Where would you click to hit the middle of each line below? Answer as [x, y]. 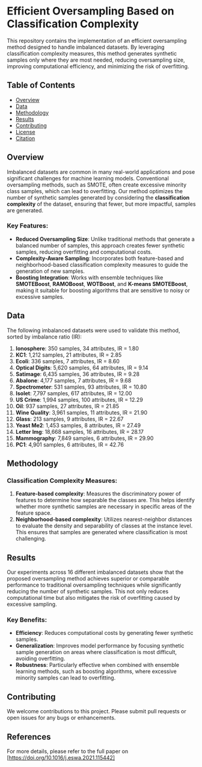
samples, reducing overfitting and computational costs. [84, 252]
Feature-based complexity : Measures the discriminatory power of [98, 494]
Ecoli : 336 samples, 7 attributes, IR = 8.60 [67, 361]
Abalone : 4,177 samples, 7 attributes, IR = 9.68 [73, 380]
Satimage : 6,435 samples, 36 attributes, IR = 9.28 [78, 374]
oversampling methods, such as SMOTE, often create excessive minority [97, 185]
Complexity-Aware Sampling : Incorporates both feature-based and [99, 258]
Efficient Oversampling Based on [91, 11]
